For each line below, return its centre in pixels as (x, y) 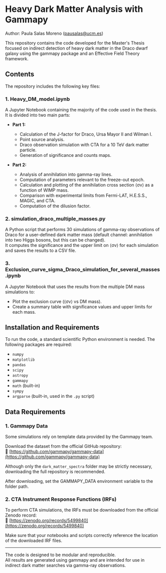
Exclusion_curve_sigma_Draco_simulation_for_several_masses (83, 270)
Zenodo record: (21, 515)
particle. (28, 150)
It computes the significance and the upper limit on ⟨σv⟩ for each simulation (82, 245)
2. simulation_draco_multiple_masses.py (55, 219)
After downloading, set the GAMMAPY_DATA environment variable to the (79, 481)
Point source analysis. (42, 140)
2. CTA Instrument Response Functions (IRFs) (61, 499)
